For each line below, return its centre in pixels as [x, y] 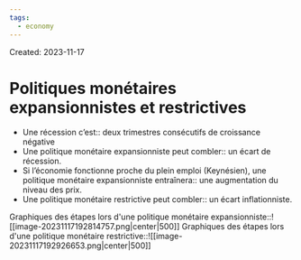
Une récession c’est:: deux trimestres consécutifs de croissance [141, 133]
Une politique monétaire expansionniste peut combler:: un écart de [146, 152]
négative [39, 142]
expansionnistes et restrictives [128, 107]
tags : [19, 18]
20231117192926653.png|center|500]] [80, 246]
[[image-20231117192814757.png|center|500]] [95, 227]
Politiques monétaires [93, 88]
